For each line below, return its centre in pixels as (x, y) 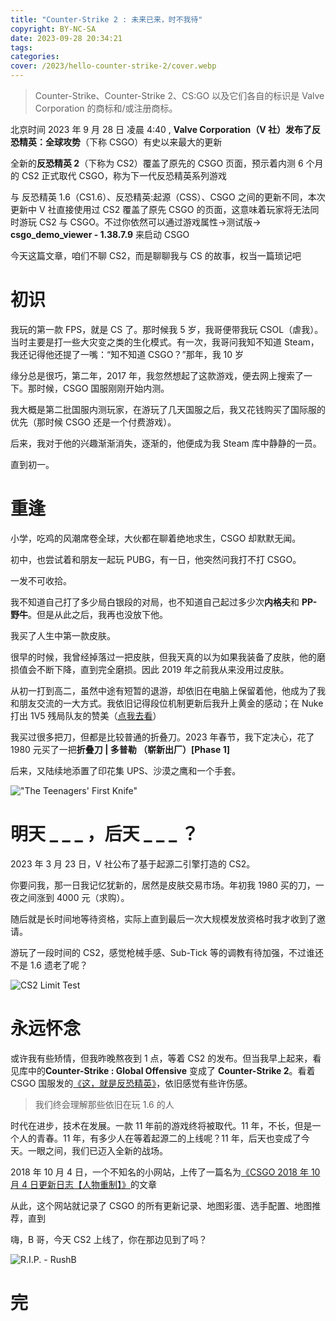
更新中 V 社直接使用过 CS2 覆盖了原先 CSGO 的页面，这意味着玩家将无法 (160, 209)
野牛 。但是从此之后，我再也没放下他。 (89, 614)
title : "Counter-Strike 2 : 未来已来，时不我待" (106, 19)
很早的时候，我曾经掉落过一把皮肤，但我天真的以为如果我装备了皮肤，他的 (163, 657)
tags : (21, 47)
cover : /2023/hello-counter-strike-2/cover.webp (113, 66)
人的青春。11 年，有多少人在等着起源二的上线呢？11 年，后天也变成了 (160, 1138)
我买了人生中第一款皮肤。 (63, 635)
